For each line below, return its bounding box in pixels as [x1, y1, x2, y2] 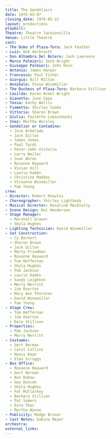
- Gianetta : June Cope [5, 96, 52, 101]
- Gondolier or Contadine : [5, 124, 61, 129]
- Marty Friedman [9, 249, 46, 254]
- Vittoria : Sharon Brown [5, 110, 59, 115]
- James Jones [9, 138, 39, 143]
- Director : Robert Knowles [5, 193, 64, 198]
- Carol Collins [9, 347, 43, 352]
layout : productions [5, 21, 48, 27]
